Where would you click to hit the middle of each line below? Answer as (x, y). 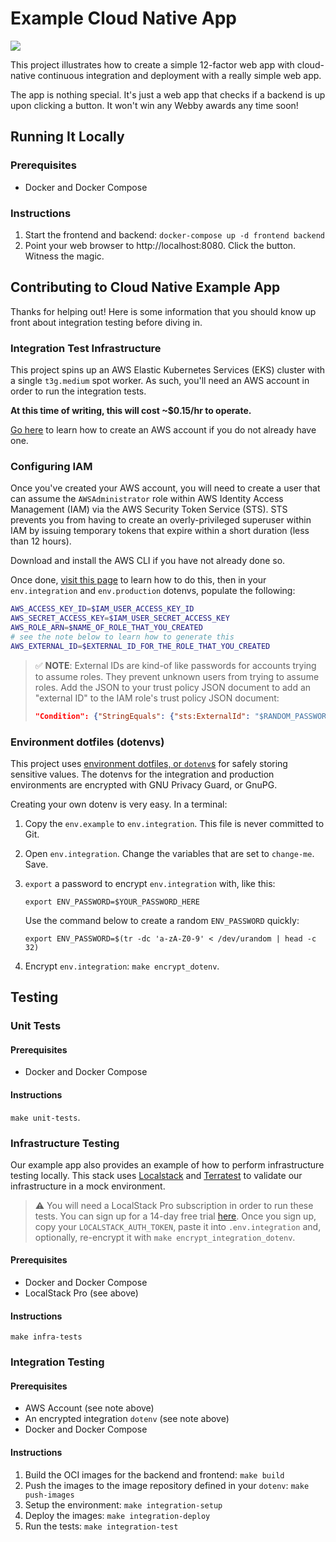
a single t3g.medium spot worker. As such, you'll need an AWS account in (160, 381)
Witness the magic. (64, 256)
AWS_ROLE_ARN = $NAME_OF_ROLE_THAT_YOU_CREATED (106, 628)
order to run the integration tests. (78, 391)
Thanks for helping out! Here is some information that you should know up (163, 311)
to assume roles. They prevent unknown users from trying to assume (177, 676)
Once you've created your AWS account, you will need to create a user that (165, 488)
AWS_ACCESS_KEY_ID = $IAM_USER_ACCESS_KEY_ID (102, 609)
